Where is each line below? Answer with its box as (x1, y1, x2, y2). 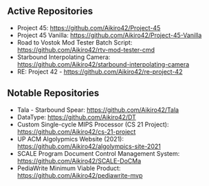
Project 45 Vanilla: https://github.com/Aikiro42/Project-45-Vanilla (16, 31, 202, 39)
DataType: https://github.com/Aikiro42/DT (16, 113, 136, 121)
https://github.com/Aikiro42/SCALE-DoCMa (16, 156, 142, 165)
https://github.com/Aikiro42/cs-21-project (16, 127, 136, 136)
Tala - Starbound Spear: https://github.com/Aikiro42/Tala (16, 106, 179, 114)
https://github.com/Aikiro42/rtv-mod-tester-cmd (16, 45, 155, 54)
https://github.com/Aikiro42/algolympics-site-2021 (16, 142, 162, 150)
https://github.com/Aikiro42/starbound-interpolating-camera (16, 60, 190, 68)
